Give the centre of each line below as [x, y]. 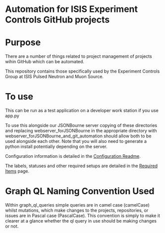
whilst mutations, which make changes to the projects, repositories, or [77, 210]
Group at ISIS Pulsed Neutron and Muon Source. [55, 77]
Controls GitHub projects [57, 20]
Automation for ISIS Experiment [71, 9]
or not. [12, 226]
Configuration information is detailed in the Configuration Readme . [73, 156]
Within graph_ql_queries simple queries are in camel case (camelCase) [77, 205]
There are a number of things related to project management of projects [79, 56]
